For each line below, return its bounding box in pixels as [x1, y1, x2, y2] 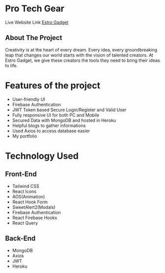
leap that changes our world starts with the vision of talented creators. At [5, 52, 154, 58]
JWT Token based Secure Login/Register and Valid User [12, 107, 127, 113]
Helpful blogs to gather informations [12, 122, 86, 129]
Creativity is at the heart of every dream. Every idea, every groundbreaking [5, 46, 158, 52]
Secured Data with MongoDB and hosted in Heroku [12, 117, 116, 123]
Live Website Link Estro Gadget [5, 19, 69, 25]
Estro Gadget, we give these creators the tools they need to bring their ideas [5, 57, 160, 63]
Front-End [5, 170, 37, 179]
